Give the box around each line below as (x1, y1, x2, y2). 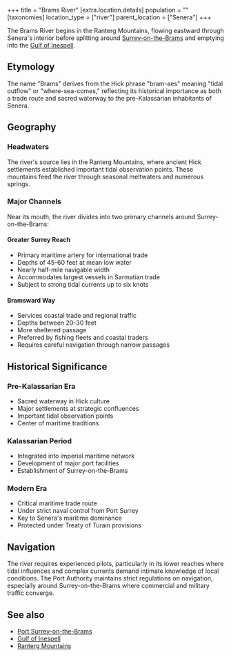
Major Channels (7, 196, 62, 206)
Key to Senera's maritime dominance (17, 514, 122, 523)
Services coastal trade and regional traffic (17, 312, 137, 320)
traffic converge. (7, 589, 54, 597)
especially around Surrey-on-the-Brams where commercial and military (7, 582, 210, 590)
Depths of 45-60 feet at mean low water (17, 259, 132, 266)
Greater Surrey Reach (7, 236, 71, 244)
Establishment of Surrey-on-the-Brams (17, 467, 128, 475)
